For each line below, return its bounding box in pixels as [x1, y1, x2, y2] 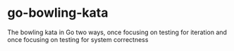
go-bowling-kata [7, 5, 109, 21]
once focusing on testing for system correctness [7, 35, 149, 43]
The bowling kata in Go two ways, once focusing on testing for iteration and [7, 28, 228, 36]
